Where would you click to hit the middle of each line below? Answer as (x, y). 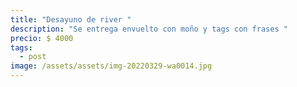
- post (33, 57)
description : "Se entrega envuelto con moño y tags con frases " (149, 29)
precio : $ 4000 (42, 38)
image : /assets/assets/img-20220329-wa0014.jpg (111, 66)
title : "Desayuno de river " (71, 19)
